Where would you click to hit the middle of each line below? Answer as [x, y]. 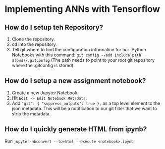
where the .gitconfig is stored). [43, 65]
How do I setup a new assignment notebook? [75, 81]
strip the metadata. [31, 113]
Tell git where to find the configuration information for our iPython [79, 50]
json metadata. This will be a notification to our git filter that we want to [84, 108]
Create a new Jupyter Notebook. [45, 93]
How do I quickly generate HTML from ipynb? [76, 129]
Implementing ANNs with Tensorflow [82, 9]
